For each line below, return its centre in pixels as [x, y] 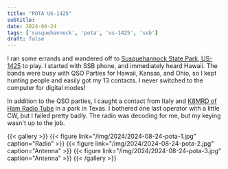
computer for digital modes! [46, 88]
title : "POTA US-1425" [39, 13]
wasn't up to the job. [36, 123]
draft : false [26, 39]
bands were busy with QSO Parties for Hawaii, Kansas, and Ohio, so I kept [112, 74]
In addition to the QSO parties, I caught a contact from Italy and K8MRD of [112, 101]
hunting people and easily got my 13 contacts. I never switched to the [105, 80]
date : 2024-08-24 [32, 26]
